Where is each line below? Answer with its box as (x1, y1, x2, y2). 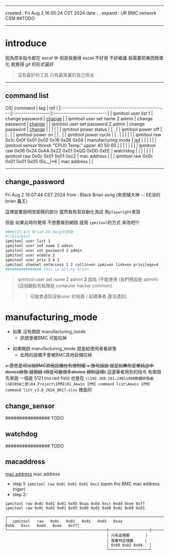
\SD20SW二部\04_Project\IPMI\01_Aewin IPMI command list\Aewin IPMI (5, 382, 150, 387)
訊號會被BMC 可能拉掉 (20, 335, 67, 341)
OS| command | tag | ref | (5, 105, 58, 111)
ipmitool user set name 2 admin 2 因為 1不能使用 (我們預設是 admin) (17, 276, 158, 282)
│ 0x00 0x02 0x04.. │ (106, 542, 152, 547)
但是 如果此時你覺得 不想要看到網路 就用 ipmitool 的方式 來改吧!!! (5, 219, 139, 225)
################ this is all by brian (5, 267, 89, 272)
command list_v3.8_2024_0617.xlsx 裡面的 (5, 387, 92, 393)
